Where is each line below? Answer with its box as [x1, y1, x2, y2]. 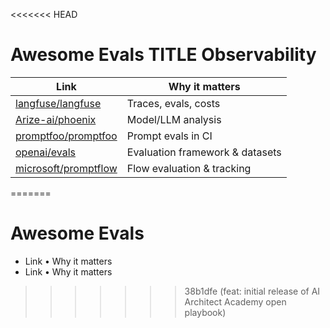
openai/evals [15, 145, 77, 159]
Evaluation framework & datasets [126, 145, 282, 159]
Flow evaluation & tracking [126, 161, 252, 175]
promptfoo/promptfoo [15, 129, 118, 143]
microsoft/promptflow [15, 161, 118, 175]
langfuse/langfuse [15, 96, 102, 110]
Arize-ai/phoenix [15, 112, 97, 126]
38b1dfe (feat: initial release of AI [184, 285, 321, 297]
